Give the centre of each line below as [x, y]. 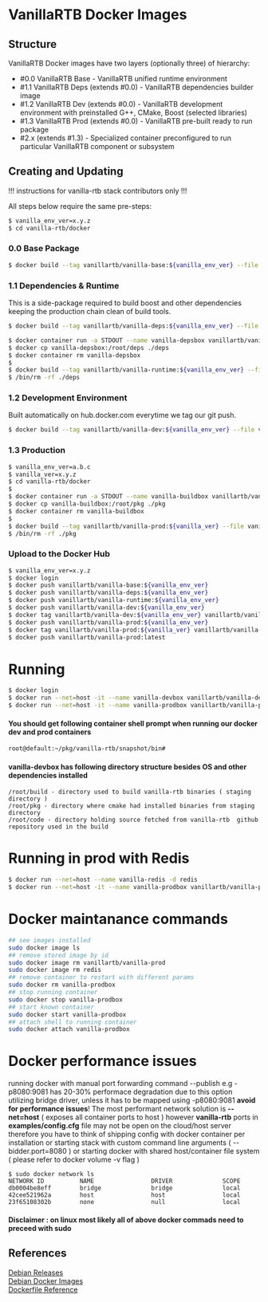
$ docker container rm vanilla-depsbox [75, 355]
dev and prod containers [50, 732]
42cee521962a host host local [124, 1195]
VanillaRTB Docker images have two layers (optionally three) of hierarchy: [129, 63]
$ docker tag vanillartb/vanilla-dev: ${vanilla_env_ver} [105, 615]
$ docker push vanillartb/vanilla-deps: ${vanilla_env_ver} [108, 593]
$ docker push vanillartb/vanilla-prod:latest [87, 637]
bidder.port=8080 [37, 1151]
